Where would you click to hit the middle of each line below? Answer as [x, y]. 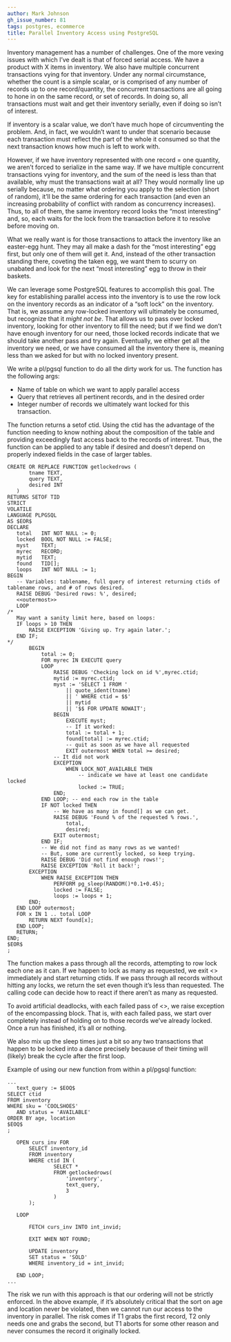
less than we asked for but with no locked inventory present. [93, 356]
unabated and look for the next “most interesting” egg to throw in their [107, 269]
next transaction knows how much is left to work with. [84, 146]
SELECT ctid [24, 1094]
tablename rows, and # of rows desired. [66, 588]
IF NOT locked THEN [69, 805]
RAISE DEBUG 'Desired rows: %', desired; [77, 594]
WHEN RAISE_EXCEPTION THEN [80, 878]
